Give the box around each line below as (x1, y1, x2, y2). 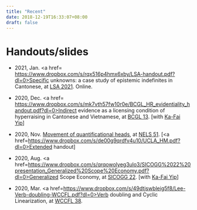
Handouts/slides (6, 45, 89, 58)
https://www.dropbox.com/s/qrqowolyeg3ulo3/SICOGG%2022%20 (28, 161, 191, 168)
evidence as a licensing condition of (78, 107, 165, 114)
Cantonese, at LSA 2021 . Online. (14, 83, 93, 90)
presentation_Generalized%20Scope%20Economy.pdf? (14, 167, 150, 174)
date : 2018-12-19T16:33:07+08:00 (6, 14, 88, 20)
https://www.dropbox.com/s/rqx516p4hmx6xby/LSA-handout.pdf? (14, 71, 175, 78)
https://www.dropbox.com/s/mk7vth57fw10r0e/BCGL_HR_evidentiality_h (14, 101, 191, 108)
